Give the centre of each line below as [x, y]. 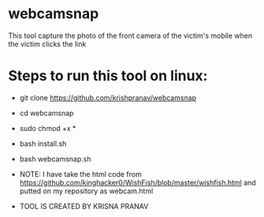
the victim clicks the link [47, 43]
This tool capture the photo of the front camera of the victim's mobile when [130, 36]
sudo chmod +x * [48, 128]
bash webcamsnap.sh [55, 159]
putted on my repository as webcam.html [86, 191]
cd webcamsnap [46, 113]
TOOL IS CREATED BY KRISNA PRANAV [84, 206]
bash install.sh [43, 144]
